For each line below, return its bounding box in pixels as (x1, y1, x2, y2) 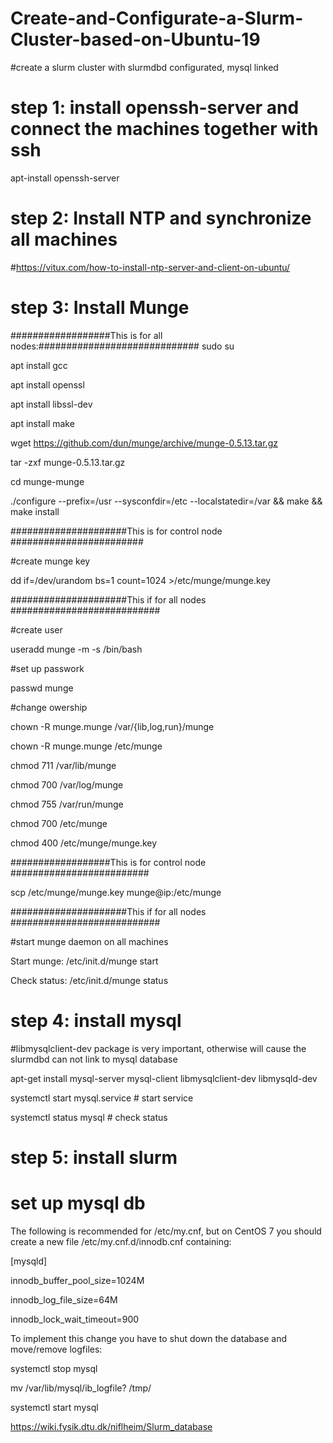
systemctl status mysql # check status (10, 1111, 168, 1123)
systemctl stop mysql (10, 1362, 98, 1374)
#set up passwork (10, 662, 85, 674)
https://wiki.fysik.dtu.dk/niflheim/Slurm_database (10, 1420, 213, 1432)
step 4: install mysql (10, 1009, 182, 1032)
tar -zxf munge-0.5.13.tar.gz (10, 456, 126, 468)
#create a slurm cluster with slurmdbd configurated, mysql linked (10, 61, 279, 73)
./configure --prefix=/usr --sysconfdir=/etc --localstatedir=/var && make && (10, 495, 323, 507)
